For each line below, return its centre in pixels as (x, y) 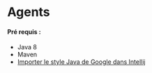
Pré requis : (24, 31)
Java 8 (27, 47)
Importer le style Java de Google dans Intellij (81, 62)
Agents (29, 12)
